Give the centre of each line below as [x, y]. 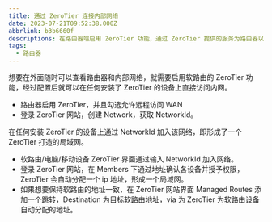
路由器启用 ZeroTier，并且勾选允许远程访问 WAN [102, 105]
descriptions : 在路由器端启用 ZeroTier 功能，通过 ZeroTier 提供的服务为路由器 [134, 38]
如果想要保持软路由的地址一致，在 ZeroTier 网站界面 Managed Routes [136, 189]
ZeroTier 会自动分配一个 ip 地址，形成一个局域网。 [104, 179]
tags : [17, 46]
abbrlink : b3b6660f [41, 31]
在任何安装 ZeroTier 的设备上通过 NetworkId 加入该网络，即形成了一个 [125, 132]
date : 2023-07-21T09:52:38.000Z [63, 23]
